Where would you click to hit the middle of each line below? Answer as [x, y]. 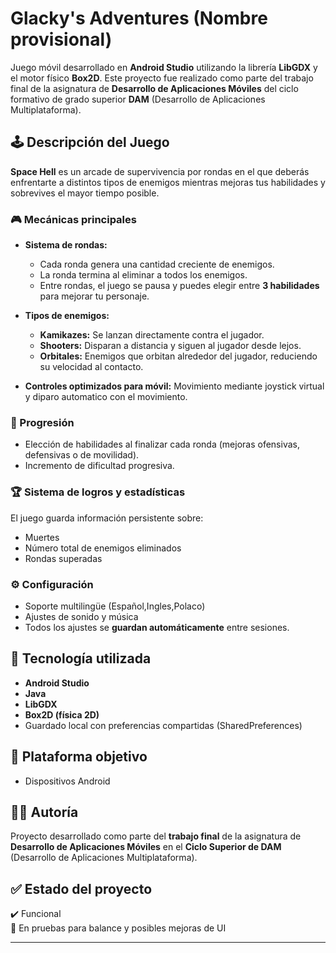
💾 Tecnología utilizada [81, 658]
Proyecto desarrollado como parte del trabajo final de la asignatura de [156, 836]
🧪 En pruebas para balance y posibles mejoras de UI [118, 928]
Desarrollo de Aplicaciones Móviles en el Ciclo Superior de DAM [146, 847]
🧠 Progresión [42, 422]
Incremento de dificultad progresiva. [99, 466]
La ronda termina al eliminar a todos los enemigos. [143, 275]
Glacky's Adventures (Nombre [139, 18]
